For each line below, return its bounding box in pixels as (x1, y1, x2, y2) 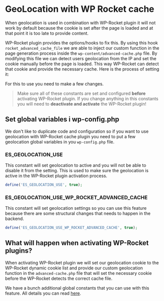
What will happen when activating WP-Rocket (5, 239, 149, 247)
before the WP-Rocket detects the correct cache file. (5, 275, 112, 281)
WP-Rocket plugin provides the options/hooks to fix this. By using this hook (5, 39, 159, 45)
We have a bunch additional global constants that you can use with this (5, 285, 149, 291)
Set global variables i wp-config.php (5, 115, 120, 124)
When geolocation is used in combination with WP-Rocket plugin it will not (5, 20, 156, 26)
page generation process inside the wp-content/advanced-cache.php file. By (5, 50, 158, 56)
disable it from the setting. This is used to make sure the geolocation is (5, 168, 149, 174)
